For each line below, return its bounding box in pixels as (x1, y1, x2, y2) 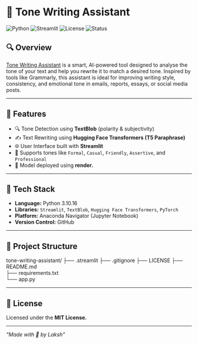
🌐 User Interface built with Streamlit (14, 142, 103, 149)
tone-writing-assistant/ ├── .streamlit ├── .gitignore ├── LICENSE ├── (6, 257, 183, 264)
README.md (6, 263, 37, 270)
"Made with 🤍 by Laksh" (6, 331, 65, 338)
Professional (14, 156, 47, 162)
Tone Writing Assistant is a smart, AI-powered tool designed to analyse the (6, 61, 188, 68)
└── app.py (6, 276, 35, 283)
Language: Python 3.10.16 (14, 200, 78, 207)
